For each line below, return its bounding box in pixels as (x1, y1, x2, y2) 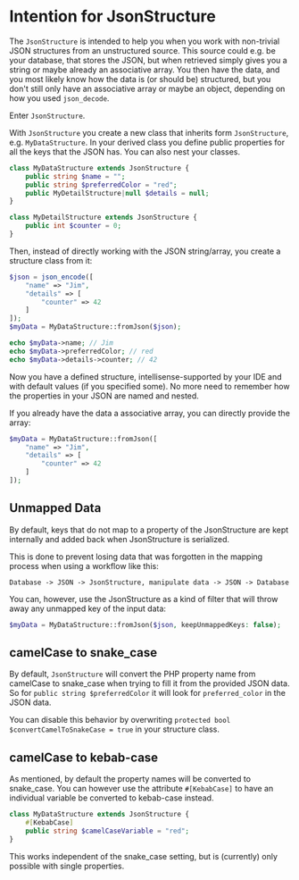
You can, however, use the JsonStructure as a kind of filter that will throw (9, 593, 278, 604)
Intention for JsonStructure (9, 6, 216, 27)
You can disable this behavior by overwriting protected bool (9, 715, 231, 725)
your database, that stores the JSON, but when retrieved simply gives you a (9, 54, 287, 65)
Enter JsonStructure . (9, 110, 86, 121)
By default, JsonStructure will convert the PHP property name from (9, 668, 256, 680)
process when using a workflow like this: (9, 560, 159, 571)
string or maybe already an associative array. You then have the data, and (9, 64, 280, 75)
